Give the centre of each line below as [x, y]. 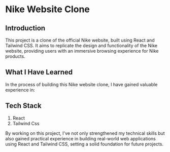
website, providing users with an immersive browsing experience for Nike [82, 51]
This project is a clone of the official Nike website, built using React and [80, 40]
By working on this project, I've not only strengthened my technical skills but [85, 133]
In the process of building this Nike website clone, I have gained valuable [81, 84]
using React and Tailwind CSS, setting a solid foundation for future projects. [84, 144]
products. [15, 56]
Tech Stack [23, 106]
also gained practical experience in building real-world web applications [80, 138]
